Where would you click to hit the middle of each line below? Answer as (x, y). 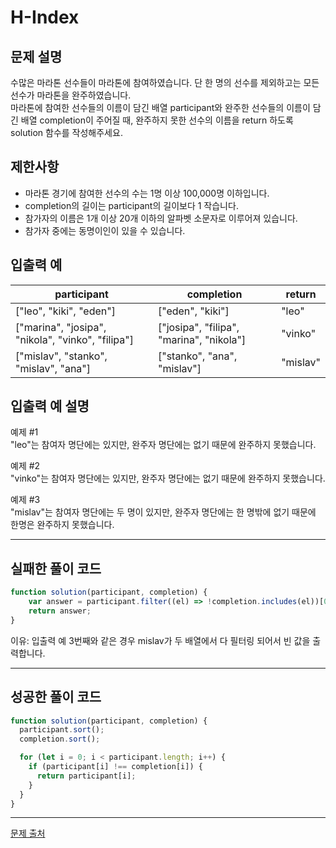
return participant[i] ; (86, 776)
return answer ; (60, 611)
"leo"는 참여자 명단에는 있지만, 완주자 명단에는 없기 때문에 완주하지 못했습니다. (163, 445)
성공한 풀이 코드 (56, 697)
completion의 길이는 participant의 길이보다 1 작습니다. (131, 205)
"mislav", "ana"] (53, 368)
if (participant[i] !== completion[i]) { (115, 767)
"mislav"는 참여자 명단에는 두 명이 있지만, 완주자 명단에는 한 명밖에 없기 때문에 (163, 512)
